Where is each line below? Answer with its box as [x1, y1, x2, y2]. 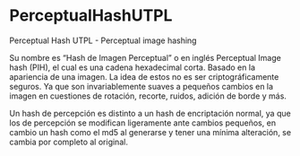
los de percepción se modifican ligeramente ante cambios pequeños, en [9, 117, 276, 128]
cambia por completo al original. [9, 136, 128, 147]
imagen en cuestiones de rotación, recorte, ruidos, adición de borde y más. [9, 91, 287, 101]
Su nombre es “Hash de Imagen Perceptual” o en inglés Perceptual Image [9, 52, 282, 63]
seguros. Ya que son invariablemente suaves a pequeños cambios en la [9, 81, 274, 91]
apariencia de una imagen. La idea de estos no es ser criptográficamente [9, 71, 279, 82]
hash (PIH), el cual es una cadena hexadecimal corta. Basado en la [9, 62, 255, 73]
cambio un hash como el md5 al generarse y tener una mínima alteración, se [9, 126, 292, 137]
